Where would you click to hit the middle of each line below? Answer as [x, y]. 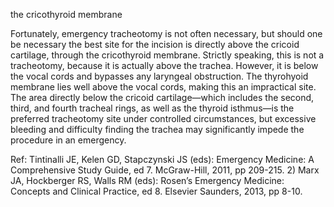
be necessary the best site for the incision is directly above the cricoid [155, 44]
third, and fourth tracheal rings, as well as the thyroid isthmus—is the [152, 108]
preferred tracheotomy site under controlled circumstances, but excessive [163, 118]
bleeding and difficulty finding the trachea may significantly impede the [157, 129]
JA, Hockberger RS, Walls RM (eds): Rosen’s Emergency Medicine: [147, 180]
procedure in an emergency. [68, 140]
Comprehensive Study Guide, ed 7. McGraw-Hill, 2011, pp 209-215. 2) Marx [165, 170]
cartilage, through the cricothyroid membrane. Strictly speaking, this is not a [167, 55]
